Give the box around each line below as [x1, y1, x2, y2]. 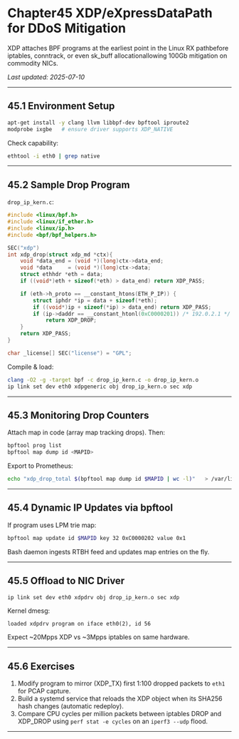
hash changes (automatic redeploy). [17, 702, 124, 710]
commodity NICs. [7, 58, 58, 67]
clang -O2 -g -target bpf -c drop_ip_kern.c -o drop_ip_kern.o [7, 376, 199, 383]
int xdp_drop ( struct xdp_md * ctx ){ [7, 251, 113, 258]
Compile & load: [7, 362, 54, 371]
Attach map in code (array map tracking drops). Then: [7, 428, 166, 437]
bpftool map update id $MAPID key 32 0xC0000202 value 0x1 [7, 534, 186, 541]
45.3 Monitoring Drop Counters [7, 409, 149, 422]
